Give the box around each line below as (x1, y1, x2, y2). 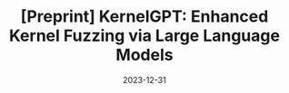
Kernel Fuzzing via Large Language (8, 25, 281, 46)
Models (115, 45, 174, 65)
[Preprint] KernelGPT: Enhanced (20, 6, 269, 27)
